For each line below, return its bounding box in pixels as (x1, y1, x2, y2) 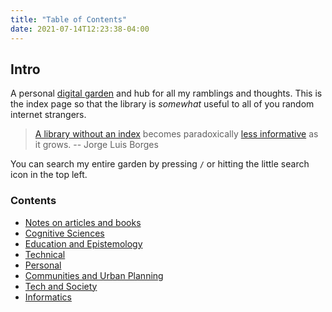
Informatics (24, 291, 72, 303)
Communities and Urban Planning (24, 269, 164, 281)
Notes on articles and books (24, 216, 142, 228)
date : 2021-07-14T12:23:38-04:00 (10, 24, 150, 34)
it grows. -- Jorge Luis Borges (34, 139, 159, 151)
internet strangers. (10, 109, 87, 121)
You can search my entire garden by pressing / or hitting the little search (10, 158, 310, 170)
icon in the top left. (10, 169, 88, 181)
